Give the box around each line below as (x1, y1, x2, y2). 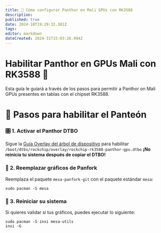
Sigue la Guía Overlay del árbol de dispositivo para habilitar (5, 141, 129, 147)
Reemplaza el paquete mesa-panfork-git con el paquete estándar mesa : (5, 176, 153, 182)
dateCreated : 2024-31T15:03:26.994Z (5, 36, 83, 41)
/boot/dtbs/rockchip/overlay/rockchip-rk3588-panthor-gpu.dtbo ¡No (5, 146, 151, 152)
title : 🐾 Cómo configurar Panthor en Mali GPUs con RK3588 (5, 7, 133, 13)
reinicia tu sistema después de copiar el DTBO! (5, 151, 106, 158)
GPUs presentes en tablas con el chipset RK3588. (5, 91, 110, 97)
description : (5, 12, 33, 17)
